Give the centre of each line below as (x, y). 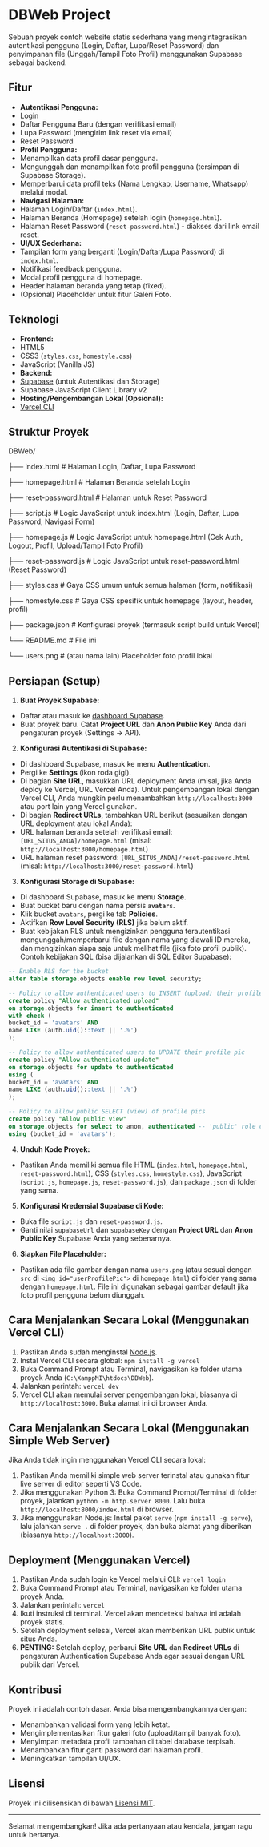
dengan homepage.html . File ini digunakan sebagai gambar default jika (134, 1286)
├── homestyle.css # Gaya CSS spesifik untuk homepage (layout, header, (131, 601)
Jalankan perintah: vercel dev (70, 1386)
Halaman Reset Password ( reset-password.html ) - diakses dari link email (140, 226)
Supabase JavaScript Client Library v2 (83, 389)
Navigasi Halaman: (52, 200)
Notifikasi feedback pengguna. (71, 268)
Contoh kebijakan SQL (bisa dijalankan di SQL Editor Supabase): (126, 957)
